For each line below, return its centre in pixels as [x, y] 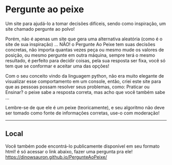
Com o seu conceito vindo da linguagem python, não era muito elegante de [85, 76]
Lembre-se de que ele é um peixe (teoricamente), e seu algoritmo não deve [85, 107]
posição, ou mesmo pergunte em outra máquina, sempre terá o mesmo [80, 55]
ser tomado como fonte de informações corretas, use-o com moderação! [82, 113]
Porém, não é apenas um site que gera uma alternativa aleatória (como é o [84, 39]
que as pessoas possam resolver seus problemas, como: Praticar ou [78, 87]
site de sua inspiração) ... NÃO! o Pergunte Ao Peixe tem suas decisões [80, 44]
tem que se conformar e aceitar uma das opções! [57, 66]
